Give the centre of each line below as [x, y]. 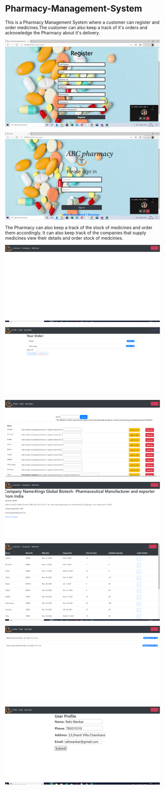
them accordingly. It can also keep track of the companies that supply [76, 233]
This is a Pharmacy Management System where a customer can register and [82, 22]
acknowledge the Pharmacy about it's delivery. [53, 33]
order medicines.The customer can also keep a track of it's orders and [76, 27]
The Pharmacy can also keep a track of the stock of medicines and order [79, 227]
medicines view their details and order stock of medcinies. [64, 238]
